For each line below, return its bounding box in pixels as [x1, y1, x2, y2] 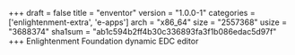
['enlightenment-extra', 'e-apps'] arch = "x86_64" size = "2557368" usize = [8, 17, 288, 27]
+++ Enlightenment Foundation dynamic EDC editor [8, 35, 199, 46]
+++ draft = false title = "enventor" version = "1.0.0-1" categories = [8, 8, 256, 18]
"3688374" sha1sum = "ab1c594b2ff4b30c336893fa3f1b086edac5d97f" [8, 27, 277, 36]
